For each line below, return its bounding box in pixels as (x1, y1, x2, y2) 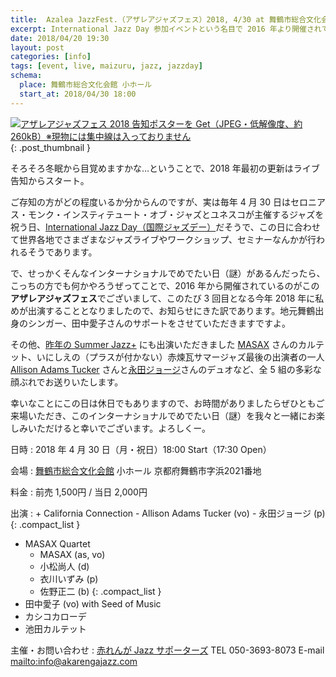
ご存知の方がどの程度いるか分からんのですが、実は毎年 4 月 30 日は (10, 196, 291, 208)
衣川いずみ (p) (39, 572, 99, 585)
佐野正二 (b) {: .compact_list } (39, 585, 162, 597)
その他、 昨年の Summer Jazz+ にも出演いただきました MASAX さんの (10, 338, 298, 350)
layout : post (10, 42, 65, 53)
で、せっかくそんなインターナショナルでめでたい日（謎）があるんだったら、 (10, 267, 326, 279)
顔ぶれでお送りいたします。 (10, 376, 124, 388)
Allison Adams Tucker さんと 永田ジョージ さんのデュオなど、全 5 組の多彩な (10, 363, 322, 375)
